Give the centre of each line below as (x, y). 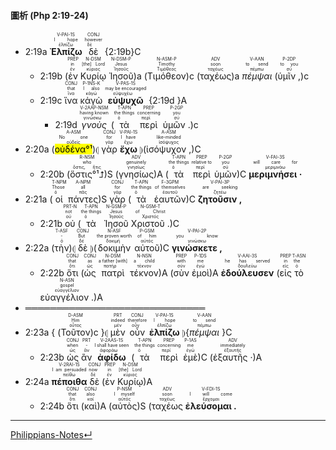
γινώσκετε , (197, 248)
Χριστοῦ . (150, 224)
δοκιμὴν (114, 248)
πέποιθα (69, 382)
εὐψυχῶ (125, 101)
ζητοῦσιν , (220, 199)
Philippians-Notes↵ (51, 435)
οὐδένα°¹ (73, 149)
